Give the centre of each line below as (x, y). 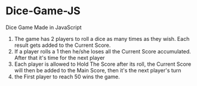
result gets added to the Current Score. (62, 45)
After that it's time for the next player (59, 58)
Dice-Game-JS (43, 11)
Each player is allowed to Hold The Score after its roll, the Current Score (103, 64)
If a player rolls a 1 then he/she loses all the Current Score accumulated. (103, 51)
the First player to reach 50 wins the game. (67, 77)
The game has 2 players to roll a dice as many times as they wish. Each (102, 39)
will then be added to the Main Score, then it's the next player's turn (98, 70)
